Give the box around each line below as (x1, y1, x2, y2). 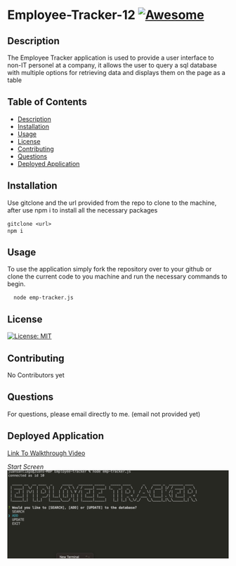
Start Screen (7, 462, 44, 471)
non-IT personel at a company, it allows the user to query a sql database (7, 61, 218, 69)
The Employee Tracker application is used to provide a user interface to (7, 53, 214, 62)
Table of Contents (7, 96, 88, 108)
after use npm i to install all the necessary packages (7, 205, 158, 214)
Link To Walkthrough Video (7, 449, 86, 457)
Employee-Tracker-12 (7, 7, 136, 23)
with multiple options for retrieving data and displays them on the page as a (7, 69, 226, 76)
